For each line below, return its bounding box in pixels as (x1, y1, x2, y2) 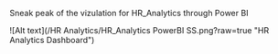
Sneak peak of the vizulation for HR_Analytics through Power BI (9, 8, 249, 18)
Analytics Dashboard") (9, 35, 95, 45)
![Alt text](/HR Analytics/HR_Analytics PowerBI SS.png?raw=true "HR (9, 25, 270, 35)
